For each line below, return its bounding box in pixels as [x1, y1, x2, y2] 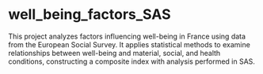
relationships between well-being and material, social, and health [8, 48, 221, 57]
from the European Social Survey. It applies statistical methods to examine [8, 39, 251, 49]
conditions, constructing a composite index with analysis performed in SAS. [8, 57, 256, 66]
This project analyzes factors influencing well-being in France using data [8, 31, 246, 41]
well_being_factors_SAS [8, 6, 172, 24]
